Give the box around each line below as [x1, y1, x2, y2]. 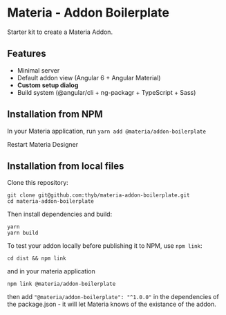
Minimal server [17, 66, 60, 74]
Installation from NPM [7, 109, 104, 120]
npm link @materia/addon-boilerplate [7, 280, 116, 288]
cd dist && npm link [7, 255, 67, 262]
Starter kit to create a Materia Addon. [7, 28, 113, 36]
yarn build [7, 230, 39, 237]
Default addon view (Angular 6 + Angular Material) [17, 73, 161, 82]
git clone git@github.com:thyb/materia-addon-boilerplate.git [7, 192, 190, 199]
